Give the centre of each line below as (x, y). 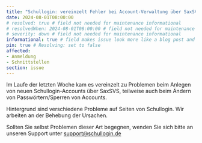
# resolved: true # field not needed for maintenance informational (94, 23)
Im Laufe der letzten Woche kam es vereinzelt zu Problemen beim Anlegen (99, 85)
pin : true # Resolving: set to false (54, 46)
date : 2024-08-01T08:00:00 (40, 17)
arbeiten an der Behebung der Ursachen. (57, 115)
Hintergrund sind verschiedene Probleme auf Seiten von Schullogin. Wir (95, 109)
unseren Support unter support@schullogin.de (64, 133)
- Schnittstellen (28, 62)
